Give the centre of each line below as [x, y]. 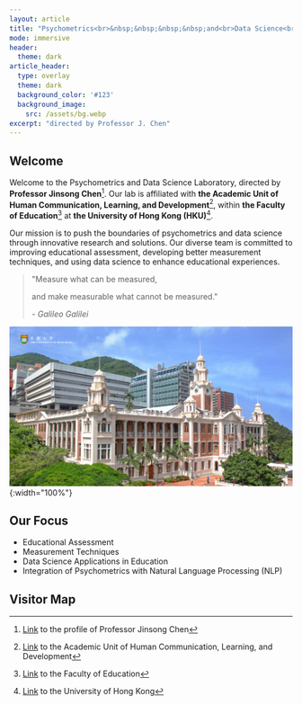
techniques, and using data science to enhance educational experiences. [145, 262]
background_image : [52, 104]
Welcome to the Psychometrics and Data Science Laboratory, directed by [145, 183]
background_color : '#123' [66, 94]
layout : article [40, 19]
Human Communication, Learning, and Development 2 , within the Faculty [147, 204]
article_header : [40, 67]
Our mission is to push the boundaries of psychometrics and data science [146, 233]
